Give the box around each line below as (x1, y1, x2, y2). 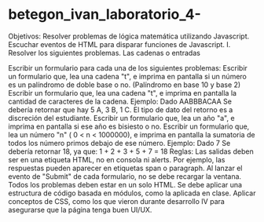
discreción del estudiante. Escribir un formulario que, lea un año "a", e (8, 113, 235, 122)
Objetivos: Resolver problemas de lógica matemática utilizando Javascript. (8, 31, 250, 41)
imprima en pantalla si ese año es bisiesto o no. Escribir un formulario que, (8, 122, 250, 131)
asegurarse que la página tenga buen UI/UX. (8, 205, 152, 214)
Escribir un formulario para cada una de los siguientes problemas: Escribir (8, 63, 247, 72)
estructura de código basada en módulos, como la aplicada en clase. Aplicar (8, 188, 256, 198)
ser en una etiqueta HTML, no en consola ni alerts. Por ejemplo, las (8, 155, 225, 164)
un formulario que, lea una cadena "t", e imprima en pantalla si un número (8, 71, 247, 81)
